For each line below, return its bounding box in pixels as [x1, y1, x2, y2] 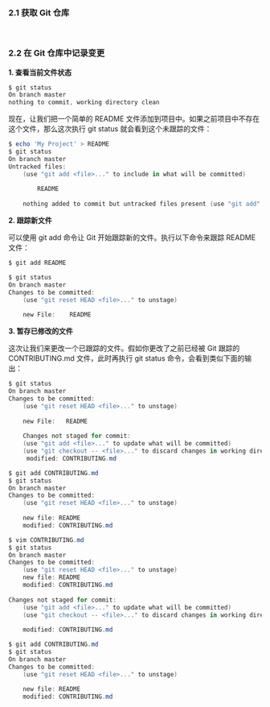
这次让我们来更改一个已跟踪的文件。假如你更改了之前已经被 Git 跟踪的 [8, 344, 240, 353]
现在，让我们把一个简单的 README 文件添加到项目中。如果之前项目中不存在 [8, 114, 260, 124]
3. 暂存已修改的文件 [8, 326, 74, 336]
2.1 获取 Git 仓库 [8, 6, 70, 18]
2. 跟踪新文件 [8, 216, 52, 225]
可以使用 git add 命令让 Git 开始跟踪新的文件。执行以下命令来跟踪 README [8, 233, 256, 242]
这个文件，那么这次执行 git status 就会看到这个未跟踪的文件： [8, 124, 212, 134]
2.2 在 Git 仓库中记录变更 [8, 48, 105, 59]
